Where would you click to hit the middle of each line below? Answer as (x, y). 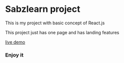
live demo (15, 42)
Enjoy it (14, 55)
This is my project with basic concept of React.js (55, 23)
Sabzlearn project (43, 9)
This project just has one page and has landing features (62, 32)
